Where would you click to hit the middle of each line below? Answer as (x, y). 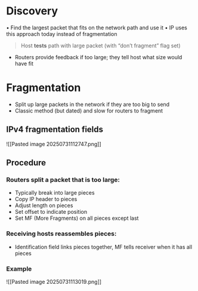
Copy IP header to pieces (46, 199)
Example (19, 269)
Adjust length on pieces (44, 205)
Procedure (26, 163)
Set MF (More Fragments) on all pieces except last (77, 218)
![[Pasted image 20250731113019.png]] (54, 281)
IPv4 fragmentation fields (55, 130)
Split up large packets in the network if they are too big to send (92, 104)
